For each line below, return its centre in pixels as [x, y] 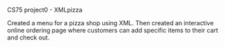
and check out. [28, 37]
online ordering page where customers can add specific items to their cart [113, 30]
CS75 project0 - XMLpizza [45, 10]
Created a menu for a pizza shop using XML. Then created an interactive [110, 23]
